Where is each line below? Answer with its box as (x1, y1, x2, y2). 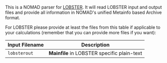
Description (81, 42, 110, 48)
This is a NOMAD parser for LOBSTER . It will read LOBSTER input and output (5, 4, 162, 10)
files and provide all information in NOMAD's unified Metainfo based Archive (5, 9, 162, 15)
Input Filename (7, 42, 44, 48)
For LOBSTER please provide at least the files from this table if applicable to (5, 24, 161, 30)
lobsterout (7, 51, 33, 56)
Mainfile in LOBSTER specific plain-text (48, 50, 143, 57)
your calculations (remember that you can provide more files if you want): (5, 30, 156, 35)
